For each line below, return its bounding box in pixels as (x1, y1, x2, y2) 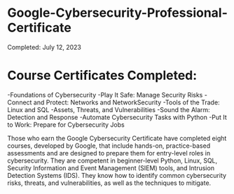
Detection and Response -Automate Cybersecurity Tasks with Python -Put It (7, 113, 228, 121)
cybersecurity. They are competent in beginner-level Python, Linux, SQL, (7, 156, 218, 165)
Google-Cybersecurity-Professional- (7, 5, 228, 21)
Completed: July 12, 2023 (7, 43, 82, 51)
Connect (7, 98, 32, 106)
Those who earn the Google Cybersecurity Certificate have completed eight (7, 134, 227, 142)
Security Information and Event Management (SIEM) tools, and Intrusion (7, 163, 215, 172)
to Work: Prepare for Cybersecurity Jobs (7, 120, 125, 129)
